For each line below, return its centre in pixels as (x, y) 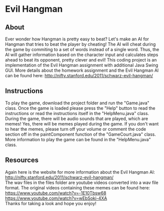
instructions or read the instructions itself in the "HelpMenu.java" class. (77, 113)
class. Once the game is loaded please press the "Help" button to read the (80, 108)
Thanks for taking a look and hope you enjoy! (51, 203)
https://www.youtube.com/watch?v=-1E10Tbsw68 (56, 193)
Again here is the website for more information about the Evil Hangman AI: (80, 172)
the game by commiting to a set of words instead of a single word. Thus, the (82, 49)
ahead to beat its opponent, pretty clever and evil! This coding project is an (81, 60)
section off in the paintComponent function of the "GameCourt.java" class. (81, 134)
